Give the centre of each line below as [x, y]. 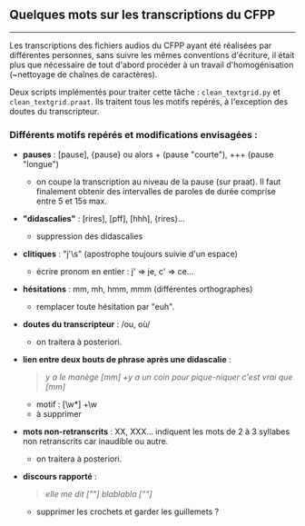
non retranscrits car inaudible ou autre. [95, 442]
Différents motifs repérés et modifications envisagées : [134, 134]
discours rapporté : [59, 477]
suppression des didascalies [89, 236]
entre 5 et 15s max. [71, 201]
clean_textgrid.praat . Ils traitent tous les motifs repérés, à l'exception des [149, 101]
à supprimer [59, 414]
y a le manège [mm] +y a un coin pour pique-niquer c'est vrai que [169, 377]
